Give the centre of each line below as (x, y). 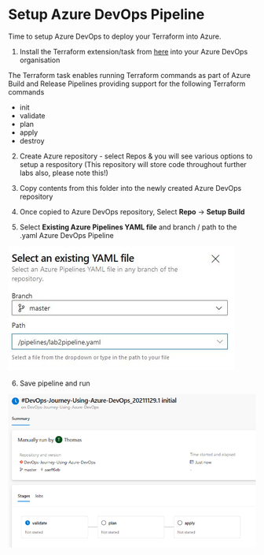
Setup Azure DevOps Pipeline (106, 15)
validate (32, 115)
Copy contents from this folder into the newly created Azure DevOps (130, 188)
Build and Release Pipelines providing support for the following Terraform (127, 84)
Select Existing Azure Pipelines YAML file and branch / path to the (128, 227)
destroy (32, 140)
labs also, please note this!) (64, 173)
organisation (40, 60)
